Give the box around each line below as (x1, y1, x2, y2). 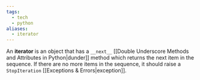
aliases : (6, 25, 28, 32)
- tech (11, 14, 28, 20)
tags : (6, 8, 20, 15)
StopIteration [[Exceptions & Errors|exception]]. (6, 67, 127, 74)
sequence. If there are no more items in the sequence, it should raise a (6, 61, 181, 68)
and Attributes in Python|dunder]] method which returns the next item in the (6, 54, 194, 61)
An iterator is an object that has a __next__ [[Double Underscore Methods (6, 48, 189, 55)
